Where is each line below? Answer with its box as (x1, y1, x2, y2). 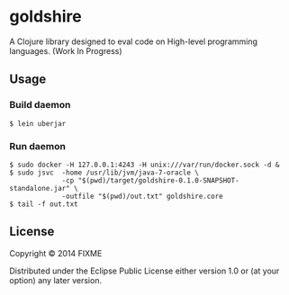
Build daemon (9, 99, 71, 112)
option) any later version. (9, 274, 102, 285)
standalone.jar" (9, 183, 70, 192)
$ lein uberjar (9, 119, 67, 128)
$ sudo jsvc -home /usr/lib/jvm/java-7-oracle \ (9, 168, 200, 177)
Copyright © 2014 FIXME (9, 247, 103, 258)
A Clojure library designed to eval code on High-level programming (9, 36, 258, 47)
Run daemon (9, 139, 66, 152)
